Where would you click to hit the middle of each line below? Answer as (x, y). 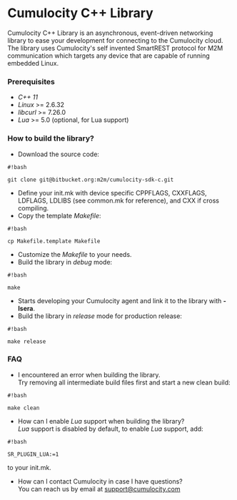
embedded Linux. (33, 63)
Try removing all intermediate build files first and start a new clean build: (124, 382)
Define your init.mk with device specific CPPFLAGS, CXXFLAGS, (112, 193)
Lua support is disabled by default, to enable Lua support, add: (110, 429)
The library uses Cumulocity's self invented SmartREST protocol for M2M (115, 48)
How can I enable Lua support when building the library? (101, 421)
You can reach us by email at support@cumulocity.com (99, 489)
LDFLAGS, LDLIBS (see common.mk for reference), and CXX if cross (118, 200)
